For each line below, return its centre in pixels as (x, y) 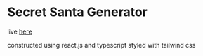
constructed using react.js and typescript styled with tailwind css (101, 45)
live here (20, 31)
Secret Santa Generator (77, 12)
